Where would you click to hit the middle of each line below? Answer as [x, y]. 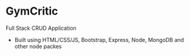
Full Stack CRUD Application [41, 28]
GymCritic [32, 11]
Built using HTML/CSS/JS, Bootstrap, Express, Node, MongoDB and [99, 40]
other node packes [38, 46]
